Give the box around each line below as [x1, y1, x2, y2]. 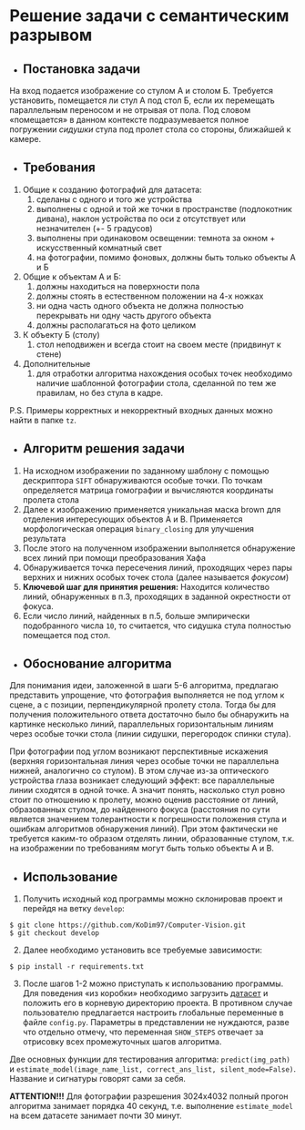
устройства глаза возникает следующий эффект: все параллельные [9, 775, 275, 786]
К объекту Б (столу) [22, 329, 100, 340]
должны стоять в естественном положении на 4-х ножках [36, 290, 264, 301]
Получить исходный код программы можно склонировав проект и [22, 893, 283, 904]
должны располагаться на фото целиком [36, 320, 197, 331]
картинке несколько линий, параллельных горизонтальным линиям [9, 718, 274, 729]
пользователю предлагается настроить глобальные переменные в [22, 1007, 284, 1018]
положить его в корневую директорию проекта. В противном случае [22, 998, 293, 1009]
